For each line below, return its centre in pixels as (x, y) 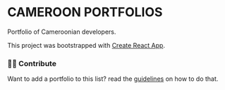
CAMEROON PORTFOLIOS (85, 12)
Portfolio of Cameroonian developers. (62, 32)
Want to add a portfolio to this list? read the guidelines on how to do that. (113, 79)
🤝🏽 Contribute (32, 63)
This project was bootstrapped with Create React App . (86, 45)
